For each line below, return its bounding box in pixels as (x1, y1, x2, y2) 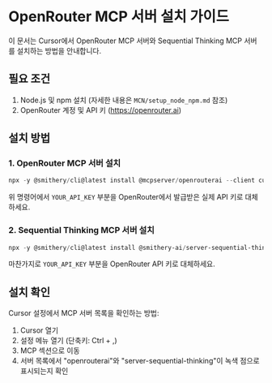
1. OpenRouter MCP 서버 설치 (8, 157, 121, 169)
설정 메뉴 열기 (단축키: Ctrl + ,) (19, 336, 117, 346)
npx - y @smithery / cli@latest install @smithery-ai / (8, 243, 186, 252)
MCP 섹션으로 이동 (19, 346, 80, 355)
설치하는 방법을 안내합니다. (16, 45, 102, 55)
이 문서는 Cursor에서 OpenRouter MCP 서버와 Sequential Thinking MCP (8, 36, 243, 45)
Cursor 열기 (19, 325, 59, 335)
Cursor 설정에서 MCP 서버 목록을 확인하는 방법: (8, 308, 159, 318)
